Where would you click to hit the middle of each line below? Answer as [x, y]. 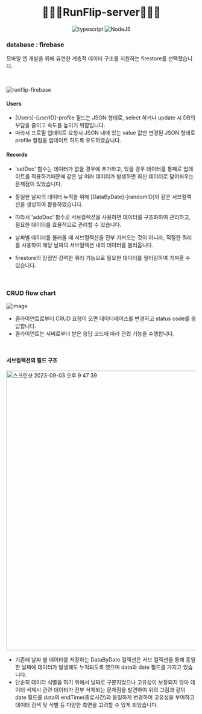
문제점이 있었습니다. [38, 184]
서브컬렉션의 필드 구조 [32, 360]
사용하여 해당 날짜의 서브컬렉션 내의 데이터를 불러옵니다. [87, 245]
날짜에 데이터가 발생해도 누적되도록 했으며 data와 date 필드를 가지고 [102, 667]
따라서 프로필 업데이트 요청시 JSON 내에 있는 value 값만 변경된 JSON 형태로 [105, 133]
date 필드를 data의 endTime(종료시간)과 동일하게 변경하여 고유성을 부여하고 [105, 697]
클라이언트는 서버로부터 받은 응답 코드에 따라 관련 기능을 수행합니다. [95, 333]
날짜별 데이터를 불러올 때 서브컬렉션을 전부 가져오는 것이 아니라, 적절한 [98, 237]
